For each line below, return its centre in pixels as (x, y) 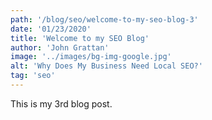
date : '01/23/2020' (51, 29)
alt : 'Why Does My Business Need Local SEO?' (106, 66)
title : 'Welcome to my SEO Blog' (80, 38)
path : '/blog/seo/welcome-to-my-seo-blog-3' (104, 19)
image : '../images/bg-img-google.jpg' (91, 57)
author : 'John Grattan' (60, 47)
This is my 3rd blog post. (61, 103)
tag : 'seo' (33, 76)
